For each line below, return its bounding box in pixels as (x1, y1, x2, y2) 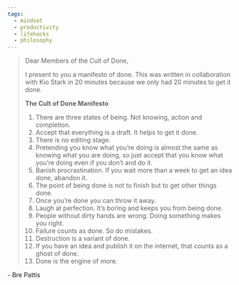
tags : (7, 10, 24, 18)
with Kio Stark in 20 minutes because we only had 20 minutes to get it (24, 78, 231, 86)
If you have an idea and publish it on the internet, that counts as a (35, 242, 228, 250)
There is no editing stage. (35, 136, 111, 145)
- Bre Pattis (7, 271, 41, 279)
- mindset (14, 17, 43, 24)
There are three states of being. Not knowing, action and (35, 113, 203, 122)
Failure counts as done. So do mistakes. (35, 227, 153, 235)
